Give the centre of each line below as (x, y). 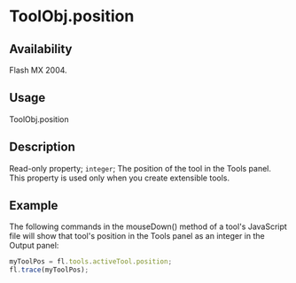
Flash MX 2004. (39, 70)
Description (42, 147)
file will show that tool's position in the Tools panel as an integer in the (137, 236)
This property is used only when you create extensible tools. (120, 178)
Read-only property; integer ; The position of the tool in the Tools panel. (140, 168)
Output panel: (34, 246)
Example (34, 206)
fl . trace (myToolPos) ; (49, 270)
